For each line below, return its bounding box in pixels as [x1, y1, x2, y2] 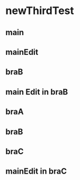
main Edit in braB [5, 86, 68, 97]
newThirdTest [5, 4, 74, 18]
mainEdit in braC [5, 167, 67, 176]
